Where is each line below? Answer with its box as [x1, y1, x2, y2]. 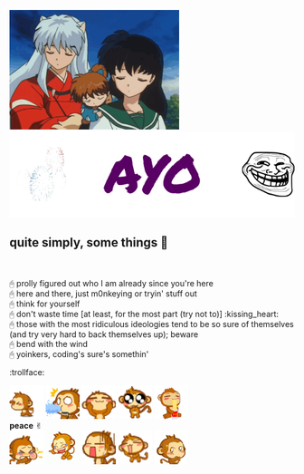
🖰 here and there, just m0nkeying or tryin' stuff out [9, 288, 197, 299]
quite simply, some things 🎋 [9, 235, 169, 250]
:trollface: [9, 367, 45, 378]
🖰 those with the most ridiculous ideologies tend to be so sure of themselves [9, 319, 294, 330]
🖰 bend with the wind [9, 339, 89, 350]
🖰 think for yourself [9, 298, 81, 309]
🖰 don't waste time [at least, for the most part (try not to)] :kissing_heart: [9, 309, 279, 320]
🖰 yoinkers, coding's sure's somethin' [9, 349, 149, 360]
